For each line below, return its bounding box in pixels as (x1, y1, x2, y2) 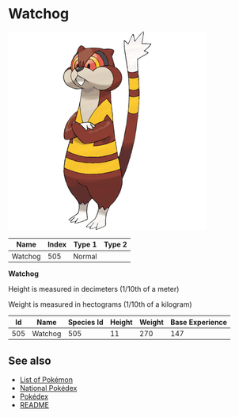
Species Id (67, 317, 104, 327)
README (19, 400, 50, 410)
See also (8, 354, 51, 367)
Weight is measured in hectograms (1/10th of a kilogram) (8, 300, 192, 309)
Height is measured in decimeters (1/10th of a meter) (8, 285, 180, 294)
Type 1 (73, 239, 97, 250)
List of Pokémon (19, 375, 74, 384)
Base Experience (169, 317, 228, 327)
